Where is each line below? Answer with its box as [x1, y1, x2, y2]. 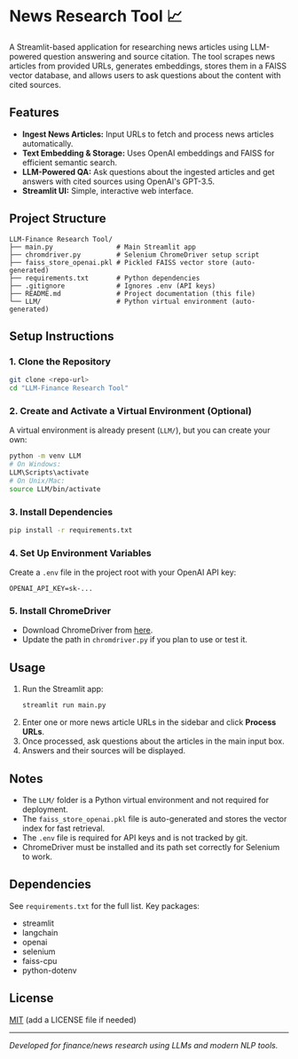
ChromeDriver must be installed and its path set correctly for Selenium [21, 841, 280, 852]
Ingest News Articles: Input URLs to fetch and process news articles [21, 129, 275, 139]
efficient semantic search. [21, 156, 118, 168]
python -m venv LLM [9, 451, 82, 461]
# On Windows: [9, 460, 62, 469]
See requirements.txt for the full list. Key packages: [9, 900, 200, 911]
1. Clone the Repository [9, 355, 111, 368]
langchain [21, 927, 59, 937]
